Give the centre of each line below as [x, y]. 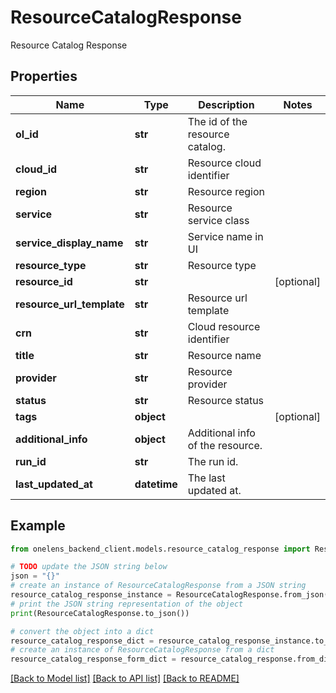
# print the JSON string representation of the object [127, 604]
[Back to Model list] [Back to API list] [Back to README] [125, 678]
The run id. [213, 461]
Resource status [226, 400]
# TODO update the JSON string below [89, 567]
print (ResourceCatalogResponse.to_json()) [100, 613]
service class [218, 220]
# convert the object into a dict [82, 631]
